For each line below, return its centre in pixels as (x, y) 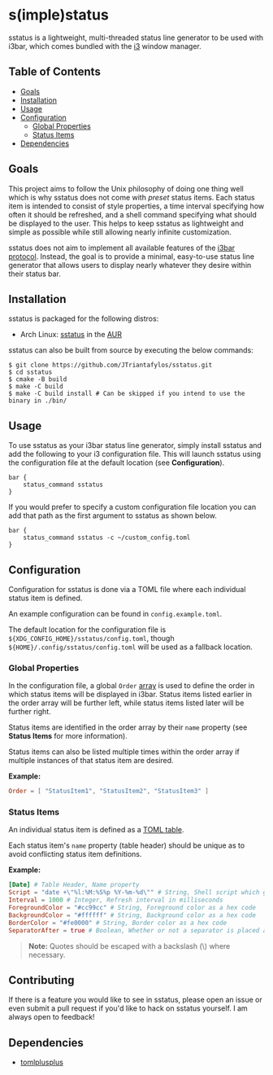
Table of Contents (55, 72)
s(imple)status (59, 15)
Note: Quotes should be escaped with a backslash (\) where (129, 946)
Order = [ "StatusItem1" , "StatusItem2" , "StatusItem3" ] (108, 792)
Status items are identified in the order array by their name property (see (128, 727)
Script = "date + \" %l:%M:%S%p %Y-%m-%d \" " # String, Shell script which (134, 893)
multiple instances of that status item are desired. (91, 761)
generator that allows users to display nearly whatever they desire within (130, 265)
